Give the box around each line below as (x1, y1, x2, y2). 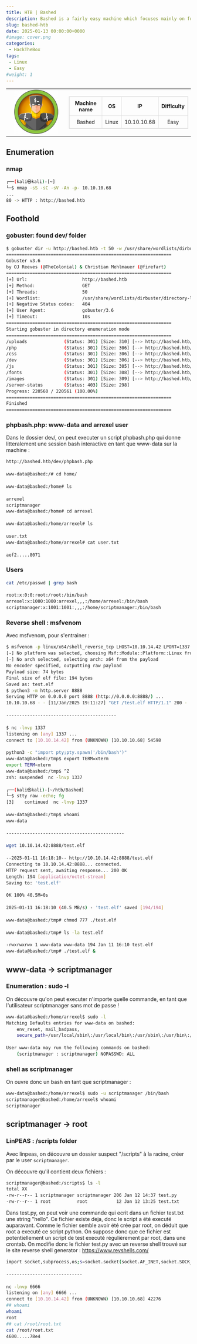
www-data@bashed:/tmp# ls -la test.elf (6, 930, 104, 936)
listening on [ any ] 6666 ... (6, 1290, 77, 1296)
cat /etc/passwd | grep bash (6, 580, 77, 585)
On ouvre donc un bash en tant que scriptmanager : (6, 1079, 131, 1086)
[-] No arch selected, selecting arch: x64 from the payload (6, 657, 159, 663)
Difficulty (161, 103, 185, 110)
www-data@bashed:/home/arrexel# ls (6, 521, 93, 527)
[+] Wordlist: (6, 295, 41, 301)
